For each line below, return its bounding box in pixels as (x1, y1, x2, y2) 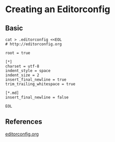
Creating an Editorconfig (5, 4, 110, 15)
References (5, 118, 42, 126)
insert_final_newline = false (5, 95, 69, 100)
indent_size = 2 (5, 73, 39, 78)
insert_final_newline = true (5, 77, 67, 82)
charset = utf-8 (5, 64, 39, 69)
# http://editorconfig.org (5, 42, 62, 47)
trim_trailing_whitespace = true (5, 82, 76, 87)
